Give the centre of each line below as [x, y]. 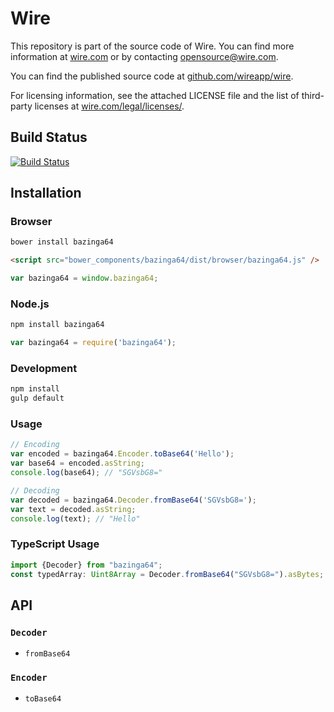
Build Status [49, 137]
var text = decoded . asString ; [73, 509]
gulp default [37, 398]
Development [44, 369]
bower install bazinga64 [62, 242]
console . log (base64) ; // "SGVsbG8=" [86, 473]
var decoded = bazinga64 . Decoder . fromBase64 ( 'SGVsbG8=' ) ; [133, 500]
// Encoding [35, 445]
